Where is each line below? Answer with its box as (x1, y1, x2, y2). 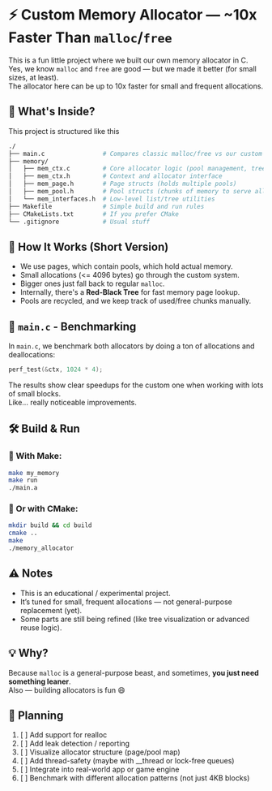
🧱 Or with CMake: (8, 504, 79, 515)
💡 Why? (8, 646, 49, 660)
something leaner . (8, 676, 71, 686)
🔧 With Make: (8, 451, 62, 462)
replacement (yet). (19, 605, 83, 615)
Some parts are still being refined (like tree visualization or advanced (19, 614, 249, 624)
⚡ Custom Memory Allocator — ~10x (8, 6, 257, 24)
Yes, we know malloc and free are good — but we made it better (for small (8, 63, 257, 73)
